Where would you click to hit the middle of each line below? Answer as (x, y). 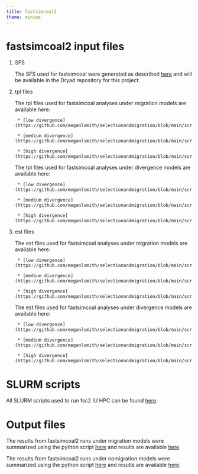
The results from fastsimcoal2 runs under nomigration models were (88, 459)
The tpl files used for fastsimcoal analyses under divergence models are (103, 168)
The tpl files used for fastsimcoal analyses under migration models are (100, 103)
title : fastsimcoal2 (32, 12)
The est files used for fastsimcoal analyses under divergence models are (103, 307)
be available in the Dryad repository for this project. (77, 80)
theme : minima (24, 17)
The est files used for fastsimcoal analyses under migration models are (101, 244)
